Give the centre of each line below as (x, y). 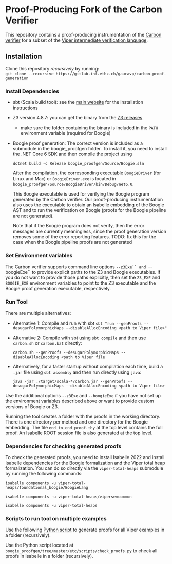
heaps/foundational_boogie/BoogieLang (47, 487)
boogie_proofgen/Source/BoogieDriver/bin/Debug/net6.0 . (73, 184)
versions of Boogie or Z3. (32, 406)
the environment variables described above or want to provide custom (80, 401)
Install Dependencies (32, 91)
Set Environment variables (39, 255)
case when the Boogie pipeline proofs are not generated (72, 242)
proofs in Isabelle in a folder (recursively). (49, 556)
